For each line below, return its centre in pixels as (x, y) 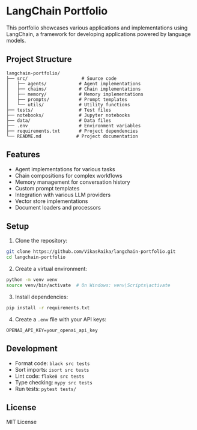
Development (32, 349)
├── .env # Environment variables (74, 126)
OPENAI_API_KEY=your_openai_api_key (52, 330)
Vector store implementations (51, 201)
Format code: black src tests (52, 363)
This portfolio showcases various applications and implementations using (97, 28)
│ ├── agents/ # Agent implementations (74, 83)
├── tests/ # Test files (59, 110)
